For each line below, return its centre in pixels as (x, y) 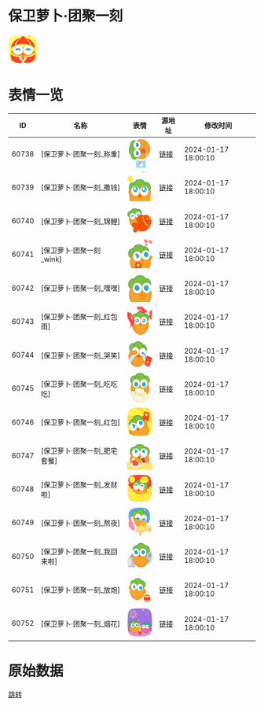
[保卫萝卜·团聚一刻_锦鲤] (80, 221)
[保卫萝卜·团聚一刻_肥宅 (79, 451)
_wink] (51, 259)
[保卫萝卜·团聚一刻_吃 (76, 384)
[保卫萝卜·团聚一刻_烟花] (80, 623)
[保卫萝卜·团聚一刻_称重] (80, 154)
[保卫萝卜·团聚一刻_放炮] (80, 590)
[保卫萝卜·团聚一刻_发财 (79, 484)
